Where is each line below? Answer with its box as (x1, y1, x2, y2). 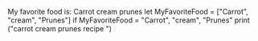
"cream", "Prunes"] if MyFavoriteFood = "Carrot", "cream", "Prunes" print (7, 15, 250, 25)
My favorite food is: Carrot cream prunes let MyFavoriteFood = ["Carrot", (7, 7, 248, 16)
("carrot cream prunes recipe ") (7, 24, 113, 33)
